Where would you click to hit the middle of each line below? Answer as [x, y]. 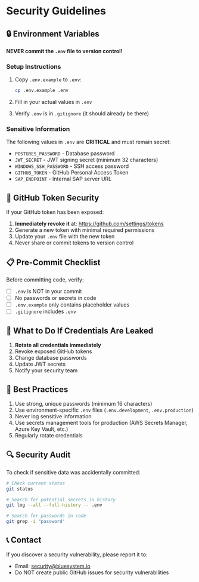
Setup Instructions [34, 66]
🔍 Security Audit [38, 455]
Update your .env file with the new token [65, 237]
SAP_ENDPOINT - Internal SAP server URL [63, 179]
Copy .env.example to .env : [48, 79]
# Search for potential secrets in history [61, 500]
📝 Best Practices [37, 389]
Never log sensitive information [53, 416]
